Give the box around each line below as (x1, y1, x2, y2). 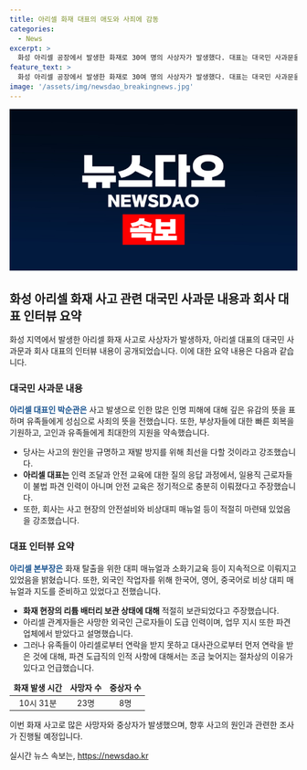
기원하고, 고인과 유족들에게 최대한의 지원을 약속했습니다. (9, 427, 210, 438)
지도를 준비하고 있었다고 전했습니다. (33, 585, 162, 596)
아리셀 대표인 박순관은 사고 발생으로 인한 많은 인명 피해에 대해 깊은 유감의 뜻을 (9, 405, 286, 416)
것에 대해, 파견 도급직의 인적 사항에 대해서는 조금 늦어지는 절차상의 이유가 (32, 650, 294, 661)
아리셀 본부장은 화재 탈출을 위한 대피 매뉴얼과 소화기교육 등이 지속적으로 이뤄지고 (9, 563, 297, 574)
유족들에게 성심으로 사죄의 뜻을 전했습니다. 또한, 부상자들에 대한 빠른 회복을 (26, 416, 295, 427)
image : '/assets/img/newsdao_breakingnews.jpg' (9, 82, 195, 91)
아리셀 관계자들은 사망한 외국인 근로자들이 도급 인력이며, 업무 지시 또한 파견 (22, 617, 291, 628)
